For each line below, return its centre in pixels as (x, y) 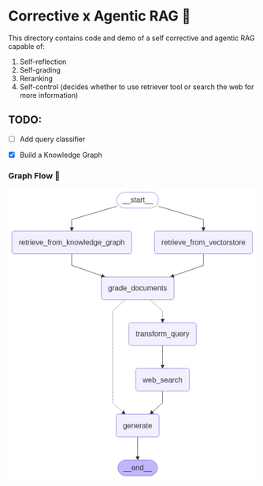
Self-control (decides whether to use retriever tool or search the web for (137, 87)
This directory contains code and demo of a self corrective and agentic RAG (131, 38)
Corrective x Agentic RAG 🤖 (100, 16)
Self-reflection (43, 62)
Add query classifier (52, 139)
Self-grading (40, 69)
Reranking (36, 78)
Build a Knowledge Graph (61, 155)
